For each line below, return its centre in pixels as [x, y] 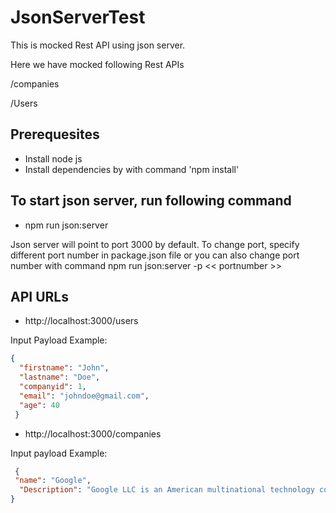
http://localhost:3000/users [81, 321]
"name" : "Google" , [53, 481]
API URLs [39, 296]
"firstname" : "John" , [64, 368]
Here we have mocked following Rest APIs [97, 64]
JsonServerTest [78, 17]
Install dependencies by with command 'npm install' [132, 169]
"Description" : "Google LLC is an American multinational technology [167, 490]
